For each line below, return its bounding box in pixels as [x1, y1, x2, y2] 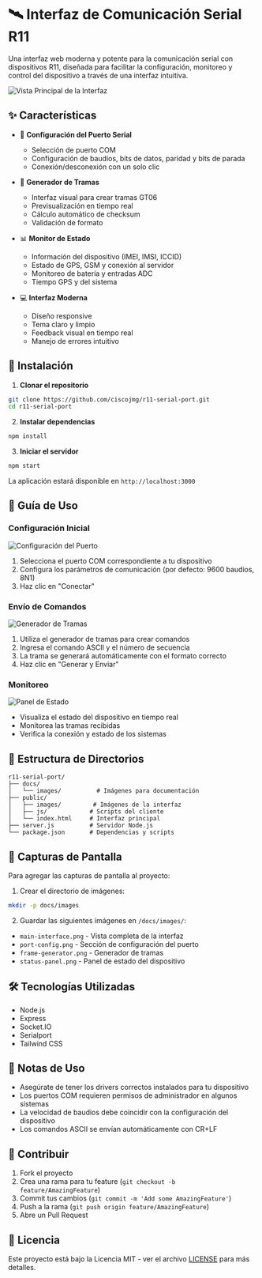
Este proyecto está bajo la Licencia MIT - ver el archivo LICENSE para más [8, 1254, 250, 1264]
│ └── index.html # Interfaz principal [8, 815, 160, 823]
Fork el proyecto [19, 1168, 73, 1178]
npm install [8, 432, 47, 440]
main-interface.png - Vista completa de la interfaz [19, 931, 184, 941]
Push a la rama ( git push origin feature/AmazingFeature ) [19, 1202, 210, 1212]
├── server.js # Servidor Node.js [8, 822, 154, 830]
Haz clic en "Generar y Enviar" [19, 660, 119, 669]
